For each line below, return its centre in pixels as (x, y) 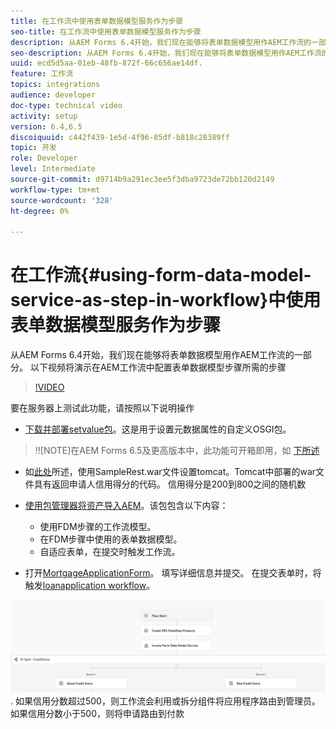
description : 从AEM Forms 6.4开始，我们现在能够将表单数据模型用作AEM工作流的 (161, 42)
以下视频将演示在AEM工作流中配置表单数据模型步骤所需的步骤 (158, 367)
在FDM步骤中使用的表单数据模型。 (111, 539)
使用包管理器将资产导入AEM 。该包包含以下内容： (126, 506)
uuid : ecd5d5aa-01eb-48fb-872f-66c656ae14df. (106, 63)
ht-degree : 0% (40, 211)
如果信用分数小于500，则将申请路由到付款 (97, 713)
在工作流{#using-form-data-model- (161, 275)
